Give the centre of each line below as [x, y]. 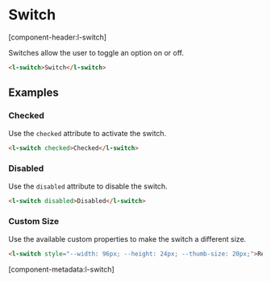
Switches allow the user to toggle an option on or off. [96, 52]
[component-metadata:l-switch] [61, 269]
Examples [33, 93]
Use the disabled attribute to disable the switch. [88, 186]
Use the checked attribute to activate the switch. [88, 133]
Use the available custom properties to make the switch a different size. [127, 238]
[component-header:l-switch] [58, 37]
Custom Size [34, 222]
